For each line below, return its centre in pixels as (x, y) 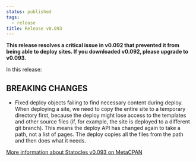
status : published (29, 12)
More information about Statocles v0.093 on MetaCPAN (74, 152)
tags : (13, 17)
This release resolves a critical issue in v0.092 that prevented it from (93, 45)
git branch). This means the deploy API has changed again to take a (98, 128)
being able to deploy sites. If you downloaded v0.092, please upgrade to (97, 52)
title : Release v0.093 (34, 28)
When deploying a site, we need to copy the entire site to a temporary (100, 109)
